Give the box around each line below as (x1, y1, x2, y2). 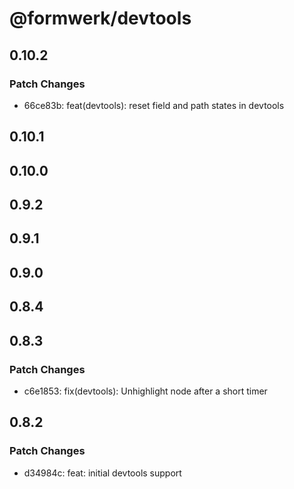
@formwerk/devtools (9, 7, 192, 30)
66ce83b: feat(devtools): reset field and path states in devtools (23, 99, 285, 111)
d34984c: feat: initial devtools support (23, 467, 182, 479)
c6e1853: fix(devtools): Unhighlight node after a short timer (23, 385, 268, 397)
